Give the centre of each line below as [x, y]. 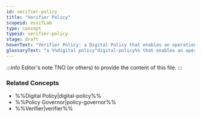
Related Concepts [33, 83]
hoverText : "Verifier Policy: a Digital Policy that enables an [88, 45]
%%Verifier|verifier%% [44, 108]
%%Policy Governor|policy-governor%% [66, 103]
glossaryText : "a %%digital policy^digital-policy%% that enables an [95, 51]
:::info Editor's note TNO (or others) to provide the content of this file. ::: [94, 67]
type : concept [24, 28]
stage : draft [22, 39]
